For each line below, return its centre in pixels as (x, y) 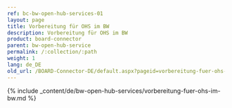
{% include (23, 91)
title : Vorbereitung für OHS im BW (58, 26)
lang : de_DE (24, 65)
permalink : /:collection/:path (52, 52)
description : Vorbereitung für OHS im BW (68, 33)
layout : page (26, 20)
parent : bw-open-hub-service (49, 45)
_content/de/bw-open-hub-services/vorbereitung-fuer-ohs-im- (130, 91)
